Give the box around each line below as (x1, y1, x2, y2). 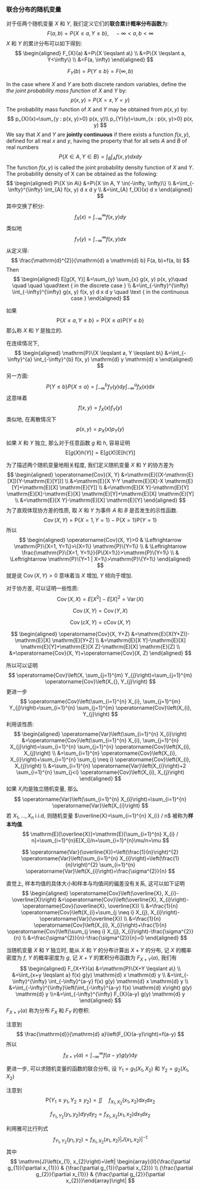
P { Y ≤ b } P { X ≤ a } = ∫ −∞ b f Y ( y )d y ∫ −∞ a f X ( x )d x (45, 382, 155, 391)
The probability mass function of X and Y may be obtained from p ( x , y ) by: (6, 106, 189, 113)
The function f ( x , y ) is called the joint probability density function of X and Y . (6, 164, 194, 171)
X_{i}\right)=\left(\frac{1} (119, 855, 180, 862)
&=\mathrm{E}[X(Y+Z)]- (131, 630, 190, 637)
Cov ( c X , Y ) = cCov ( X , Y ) (69, 619, 131, 626)
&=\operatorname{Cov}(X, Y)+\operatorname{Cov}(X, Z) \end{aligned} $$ (8, 649, 192, 656)
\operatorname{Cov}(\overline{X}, (22, 902, 107, 909)
